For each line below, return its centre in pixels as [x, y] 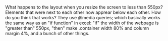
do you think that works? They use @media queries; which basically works [83, 18]
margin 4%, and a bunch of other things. [47, 33]
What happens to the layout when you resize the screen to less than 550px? [84, 7]
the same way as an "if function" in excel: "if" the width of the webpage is [82, 23]
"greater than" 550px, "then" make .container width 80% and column [77, 28]
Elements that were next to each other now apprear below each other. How [83, 12]
